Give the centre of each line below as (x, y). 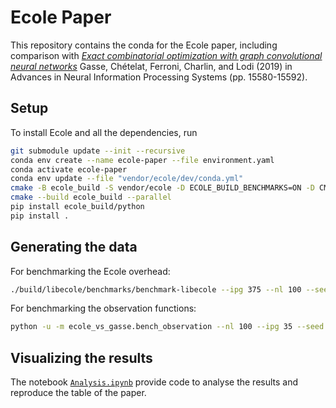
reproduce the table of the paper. (78, 393)
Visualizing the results (81, 357)
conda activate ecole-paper (69, 169)
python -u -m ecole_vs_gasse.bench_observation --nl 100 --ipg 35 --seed (167, 327)
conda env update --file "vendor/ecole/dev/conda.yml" (127, 179)
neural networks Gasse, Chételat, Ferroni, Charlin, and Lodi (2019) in (151, 66)
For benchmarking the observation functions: (103, 308)
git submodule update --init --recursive (98, 151)
